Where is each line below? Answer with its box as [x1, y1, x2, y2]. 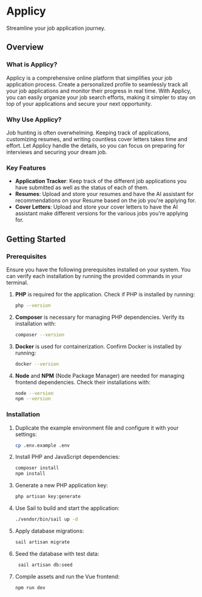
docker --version [15, 361, 59, 367]
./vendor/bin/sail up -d [15, 516, 78, 523]
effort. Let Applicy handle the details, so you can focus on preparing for [6, 142, 185, 149]
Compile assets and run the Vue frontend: [15, 573, 120, 580]
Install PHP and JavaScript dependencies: [15, 453, 120, 461]
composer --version [15, 332, 65, 338]
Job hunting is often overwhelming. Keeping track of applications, [6, 129, 171, 136]
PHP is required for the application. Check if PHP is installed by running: [15, 290, 195, 298]
